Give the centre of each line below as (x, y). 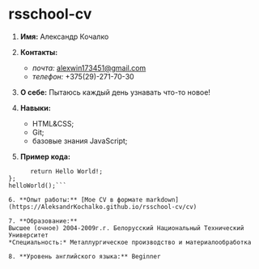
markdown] (163, 199)
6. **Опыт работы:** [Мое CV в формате (76, 199)
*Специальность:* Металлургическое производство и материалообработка (130, 242)
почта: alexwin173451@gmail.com (89, 68)
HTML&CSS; (53, 123)
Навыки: (35, 108)
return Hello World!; (66, 171)
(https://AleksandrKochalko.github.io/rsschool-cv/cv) (103, 207)
